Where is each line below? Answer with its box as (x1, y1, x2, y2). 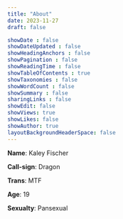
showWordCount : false (7, 82, 75, 90)
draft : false (7, 23, 46, 31)
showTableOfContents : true (7, 69, 91, 77)
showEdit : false (7, 102, 55, 110)
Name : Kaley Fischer (7, 149, 69, 157)
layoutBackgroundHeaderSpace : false (7, 129, 116, 136)
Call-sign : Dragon (7, 162, 60, 171)
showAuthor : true (7, 122, 59, 129)
